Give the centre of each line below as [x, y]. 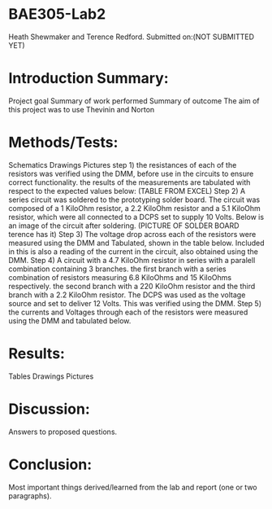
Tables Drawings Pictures [51, 376]
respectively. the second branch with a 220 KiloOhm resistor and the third [132, 286]
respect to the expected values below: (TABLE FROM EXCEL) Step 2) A [127, 191]
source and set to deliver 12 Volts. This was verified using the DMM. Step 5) [135, 303]
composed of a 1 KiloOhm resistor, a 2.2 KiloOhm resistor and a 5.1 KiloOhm [135, 208]
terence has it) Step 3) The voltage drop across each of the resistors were [132, 234]
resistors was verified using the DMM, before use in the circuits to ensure [131, 173]
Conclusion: [50, 464]
